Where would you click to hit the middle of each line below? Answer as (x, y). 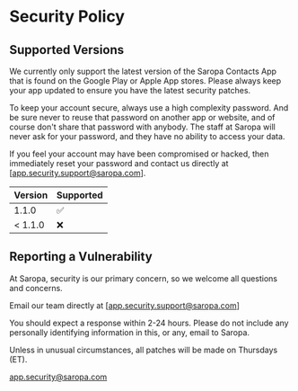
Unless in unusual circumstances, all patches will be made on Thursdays (144, 350)
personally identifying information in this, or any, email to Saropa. (129, 332)
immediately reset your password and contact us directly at (119, 163)
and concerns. (36, 288)
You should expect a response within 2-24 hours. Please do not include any (149, 323)
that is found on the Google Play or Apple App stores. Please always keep (145, 81)
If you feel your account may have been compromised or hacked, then (139, 154)
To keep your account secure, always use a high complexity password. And (149, 108)
